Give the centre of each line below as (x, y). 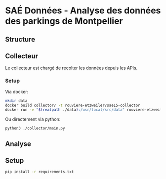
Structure (20, 39)
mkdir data (16, 101)
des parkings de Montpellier (64, 21)
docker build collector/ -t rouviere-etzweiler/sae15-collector (73, 105)
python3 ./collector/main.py (35, 129)
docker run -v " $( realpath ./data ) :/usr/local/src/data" (65, 110)
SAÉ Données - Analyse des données (83, 11)
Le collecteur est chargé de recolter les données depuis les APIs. (71, 68)
